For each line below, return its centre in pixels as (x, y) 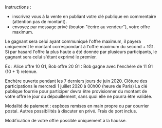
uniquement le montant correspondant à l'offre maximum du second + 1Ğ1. (80, 46)
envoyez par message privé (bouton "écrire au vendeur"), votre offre (81, 27)
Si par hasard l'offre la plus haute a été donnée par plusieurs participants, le (81, 52)
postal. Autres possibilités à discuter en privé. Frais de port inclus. (71, 111)
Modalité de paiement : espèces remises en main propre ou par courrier (77, 106)
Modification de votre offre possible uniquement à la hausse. (66, 120)
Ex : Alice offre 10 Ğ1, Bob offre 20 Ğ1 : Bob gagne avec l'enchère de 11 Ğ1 (79, 66)
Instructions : (18, 7)
